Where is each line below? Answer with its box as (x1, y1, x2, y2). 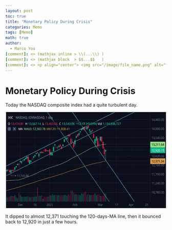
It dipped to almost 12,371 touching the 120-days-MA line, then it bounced (5, 213, 161, 220)
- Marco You (10, 46, 36, 51)
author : (5, 41, 22, 46)
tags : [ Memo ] (5, 30, 33, 35)
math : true (5, 35, 29, 40)
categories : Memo (5, 25, 42, 30)
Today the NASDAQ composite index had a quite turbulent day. (5, 102, 138, 108)
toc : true (5, 13, 27, 19)
